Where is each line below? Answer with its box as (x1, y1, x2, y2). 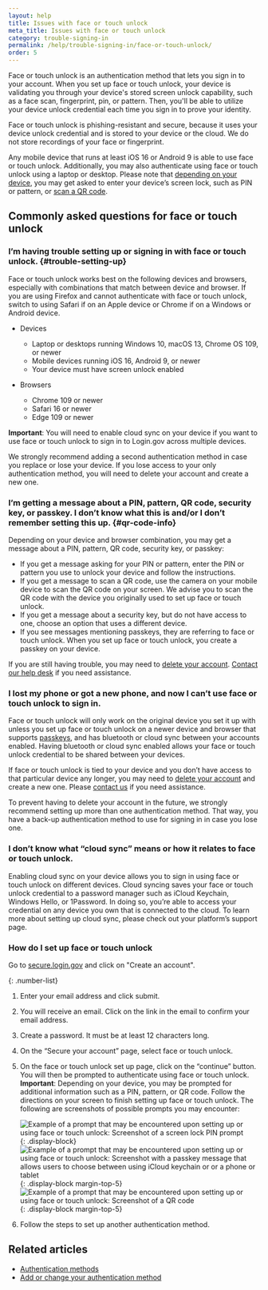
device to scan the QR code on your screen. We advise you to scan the (19, 584, 254, 594)
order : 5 (8, 49, 37, 57)
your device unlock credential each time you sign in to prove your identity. (8, 105, 251, 114)
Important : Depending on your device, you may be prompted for (19, 1078, 232, 1088)
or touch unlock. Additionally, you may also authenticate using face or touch (8, 161, 258, 170)
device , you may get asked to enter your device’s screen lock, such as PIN (8, 178, 253, 188)
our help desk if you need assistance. (8, 667, 132, 677)
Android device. (8, 308, 61, 318)
